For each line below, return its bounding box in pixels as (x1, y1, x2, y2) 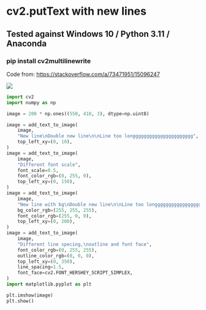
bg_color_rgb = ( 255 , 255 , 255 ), (17, 207, 97, 213)
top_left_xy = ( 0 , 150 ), (17, 179, 75, 185)
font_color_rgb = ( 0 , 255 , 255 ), (17, 247, 97, 253)
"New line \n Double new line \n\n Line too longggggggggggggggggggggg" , (17, 133, 199, 139)
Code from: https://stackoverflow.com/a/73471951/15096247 (6, 70, 161, 78)
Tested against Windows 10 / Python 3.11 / (6, 29, 170, 39)
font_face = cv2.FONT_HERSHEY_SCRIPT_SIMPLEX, (17, 270, 133, 276)
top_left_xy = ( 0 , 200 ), (17, 219, 75, 225)
